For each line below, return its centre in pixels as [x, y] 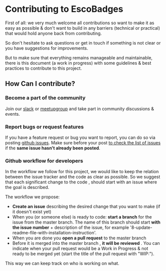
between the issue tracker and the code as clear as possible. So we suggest [83, 177]
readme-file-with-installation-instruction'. [54, 233]
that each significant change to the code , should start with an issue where [81, 182]
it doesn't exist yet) [32, 212]
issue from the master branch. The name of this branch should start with [86, 222]
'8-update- [141, 227]
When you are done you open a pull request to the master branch [79, 238]
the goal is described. [27, 187]
